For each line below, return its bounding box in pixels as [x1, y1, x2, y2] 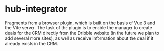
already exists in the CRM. [5, 40, 58, 46]
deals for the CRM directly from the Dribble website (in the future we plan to [5, 30, 159, 36]
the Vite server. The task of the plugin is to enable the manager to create [5, 25, 153, 30]
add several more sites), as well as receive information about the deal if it [5, 35, 154, 41]
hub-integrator [5, 3, 67, 15]
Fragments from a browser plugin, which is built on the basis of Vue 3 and [5, 20, 155, 25]
